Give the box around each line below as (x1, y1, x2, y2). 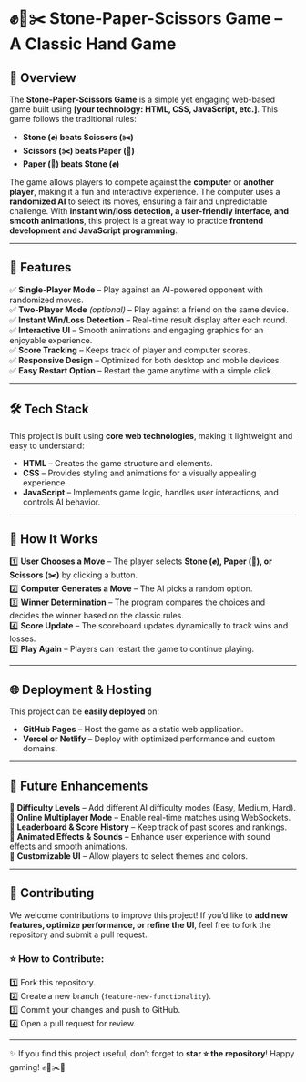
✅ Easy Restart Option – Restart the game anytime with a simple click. (9, 364, 274, 375)
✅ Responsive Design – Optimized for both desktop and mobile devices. (9, 354, 282, 365)
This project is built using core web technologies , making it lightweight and (9, 430, 293, 441)
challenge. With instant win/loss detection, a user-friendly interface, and (9, 206, 290, 216)
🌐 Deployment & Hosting (9, 681, 153, 698)
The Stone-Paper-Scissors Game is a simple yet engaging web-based (9, 94, 276, 105)
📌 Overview (9, 70, 76, 86)
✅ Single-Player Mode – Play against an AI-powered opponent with (9, 284, 264, 295)
